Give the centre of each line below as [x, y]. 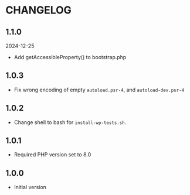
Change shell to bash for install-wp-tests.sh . [70, 122]
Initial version [30, 187]
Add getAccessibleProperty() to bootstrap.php [70, 57]
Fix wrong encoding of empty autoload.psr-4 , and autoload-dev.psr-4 [99, 90]
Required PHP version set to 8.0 [52, 155]
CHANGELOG [38, 10]
